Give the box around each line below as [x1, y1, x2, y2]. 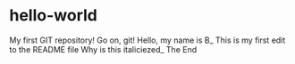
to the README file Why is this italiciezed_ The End [9, 44, 198, 54]
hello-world [9, 5, 98, 26]
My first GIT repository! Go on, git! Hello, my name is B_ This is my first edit [9, 35, 286, 45]
